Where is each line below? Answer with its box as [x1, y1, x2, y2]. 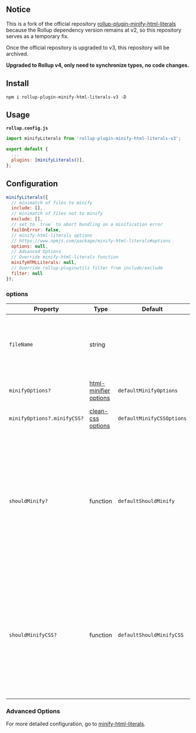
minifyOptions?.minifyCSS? [9, 415, 84, 422]
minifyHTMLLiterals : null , [11, 260, 77, 266]
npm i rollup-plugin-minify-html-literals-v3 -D [6, 94, 127, 100]
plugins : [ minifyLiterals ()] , [11, 157, 85, 163]
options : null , [11, 243, 48, 249]
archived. [6, 50, 29, 57]
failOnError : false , [11, 227, 61, 233]
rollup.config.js [6, 125, 48, 131]
